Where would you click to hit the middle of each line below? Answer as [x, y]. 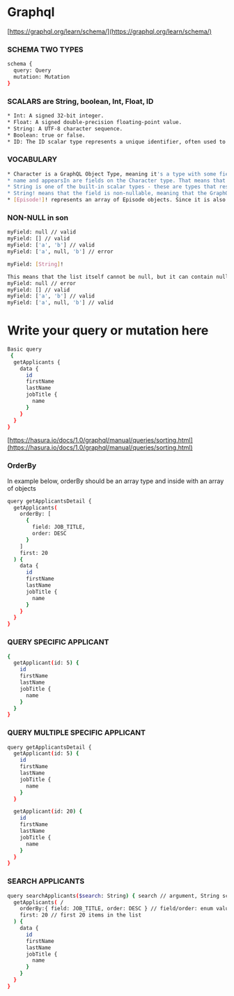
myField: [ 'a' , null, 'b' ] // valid [60, 303]
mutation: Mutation [42, 77]
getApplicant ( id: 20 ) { [48, 812]
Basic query [24, 349]
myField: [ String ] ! [36, 264]
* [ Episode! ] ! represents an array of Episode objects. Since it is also [117, 200]
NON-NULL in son [38, 218]
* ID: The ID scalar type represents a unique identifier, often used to [117, 141]
